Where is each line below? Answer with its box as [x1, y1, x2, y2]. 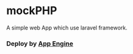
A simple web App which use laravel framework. [6, 24, 128, 31]
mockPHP [6, 4, 57, 18]
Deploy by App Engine [6, 39, 74, 48]
